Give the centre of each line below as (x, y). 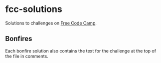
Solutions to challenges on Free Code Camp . (51, 23)
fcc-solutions (34, 9)
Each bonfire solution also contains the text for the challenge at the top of (80, 50)
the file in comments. (27, 56)
